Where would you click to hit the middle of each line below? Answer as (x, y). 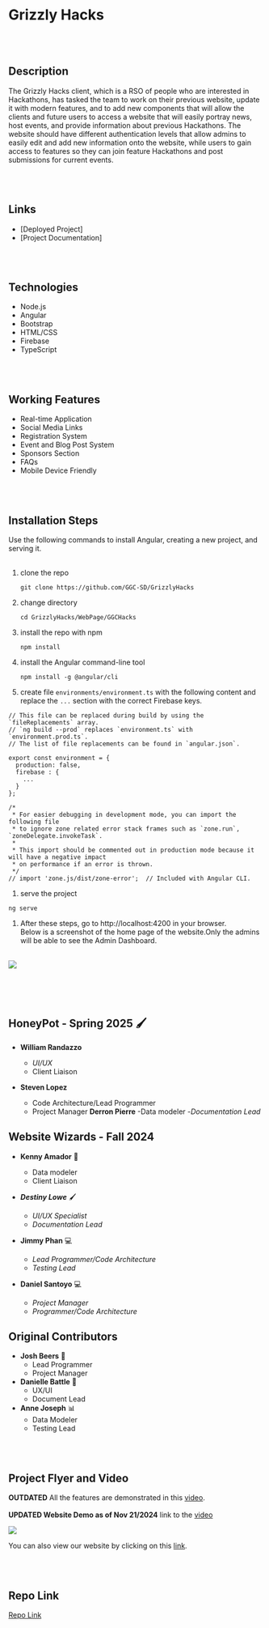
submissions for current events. (61, 159)
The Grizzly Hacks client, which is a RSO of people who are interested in (129, 91)
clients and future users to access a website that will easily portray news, (130, 117)
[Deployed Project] (51, 229)
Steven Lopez (43, 1087)
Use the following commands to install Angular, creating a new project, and (133, 540)
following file (34, 822)
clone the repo (44, 573)
